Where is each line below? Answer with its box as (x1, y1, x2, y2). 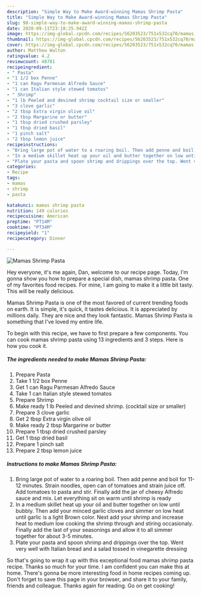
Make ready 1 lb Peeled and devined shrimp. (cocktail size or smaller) (15, 403, 186, 410)
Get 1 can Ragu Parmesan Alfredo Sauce (15, 384, 116, 391)
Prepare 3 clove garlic (15, 409, 70, 416)
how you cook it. (7, 342, 48, 349)
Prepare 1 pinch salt (15, 440, 64, 447)
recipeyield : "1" (7, 230, 50, 236)
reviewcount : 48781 (7, 58, 55, 64)
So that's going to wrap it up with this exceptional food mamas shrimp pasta (7, 556, 194, 563)
